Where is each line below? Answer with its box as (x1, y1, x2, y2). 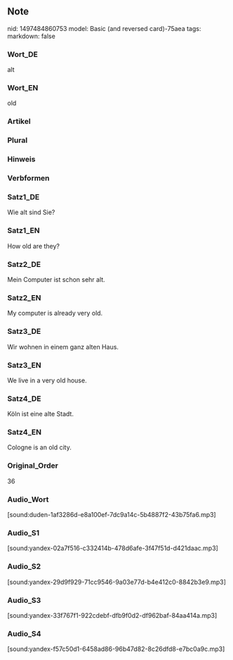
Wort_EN (7, 83, 39, 93)
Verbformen (7, 173, 51, 183)
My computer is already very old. (7, 309, 103, 318)
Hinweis (7, 154, 36, 164)
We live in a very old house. (7, 376, 87, 385)
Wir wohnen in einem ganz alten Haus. (7, 342, 119, 351)
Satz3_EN (7, 360, 41, 370)
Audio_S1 (7, 528, 40, 537)
